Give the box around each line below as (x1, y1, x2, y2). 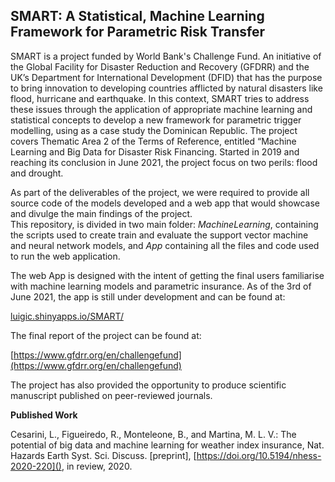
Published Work (10, 409, 78, 421)
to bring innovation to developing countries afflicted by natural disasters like (10, 82, 323, 94)
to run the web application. (10, 250, 121, 262)
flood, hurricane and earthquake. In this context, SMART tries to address (10, 92, 310, 104)
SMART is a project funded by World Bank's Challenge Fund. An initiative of (10, 50, 322, 62)
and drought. (10, 167, 64, 179)
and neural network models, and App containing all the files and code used (10, 239, 320, 251)
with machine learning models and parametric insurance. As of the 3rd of (10, 280, 312, 292)
